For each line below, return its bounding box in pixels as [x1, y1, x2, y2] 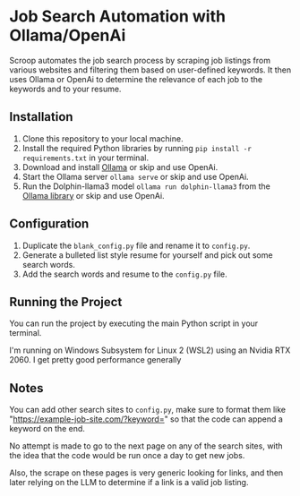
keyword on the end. [9, 423, 85, 434]
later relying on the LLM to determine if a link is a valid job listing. [9, 477, 249, 488]
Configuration [9, 217, 90, 232]
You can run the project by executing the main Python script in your [9, 318, 259, 329]
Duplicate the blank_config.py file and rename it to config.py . [21, 240, 251, 251]
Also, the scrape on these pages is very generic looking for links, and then [9, 467, 284, 478]
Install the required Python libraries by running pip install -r [21, 142, 253, 153]
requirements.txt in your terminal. [21, 152, 150, 163]
